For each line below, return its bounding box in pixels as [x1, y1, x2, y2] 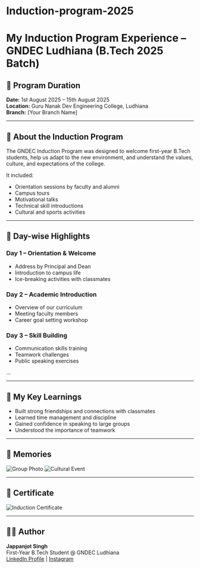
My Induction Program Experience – [6, 32, 186, 45]
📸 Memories [6, 450, 52, 460]
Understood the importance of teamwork [14, 427, 115, 434]
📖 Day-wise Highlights [6, 231, 90, 242]
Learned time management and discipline [14, 414, 117, 421]
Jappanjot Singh [6, 542, 48, 550]
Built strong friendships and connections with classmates [14, 408, 156, 415]
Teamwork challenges [14, 351, 70, 358]
